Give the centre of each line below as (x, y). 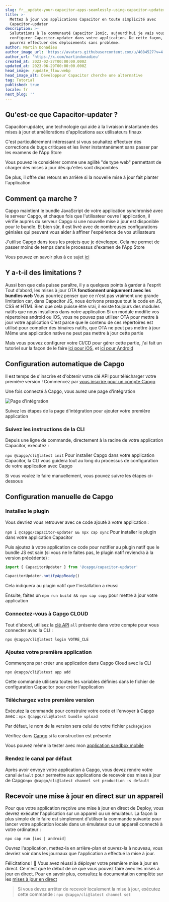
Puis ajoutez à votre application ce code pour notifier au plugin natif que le (82, 547)
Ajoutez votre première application (49, 652)
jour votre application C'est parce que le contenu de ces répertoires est (79, 322)
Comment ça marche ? (41, 199)
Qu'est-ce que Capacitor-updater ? (62, 115)
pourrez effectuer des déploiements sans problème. (65, 43)
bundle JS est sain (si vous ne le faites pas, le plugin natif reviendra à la (79, 552)
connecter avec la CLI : (29, 630)
